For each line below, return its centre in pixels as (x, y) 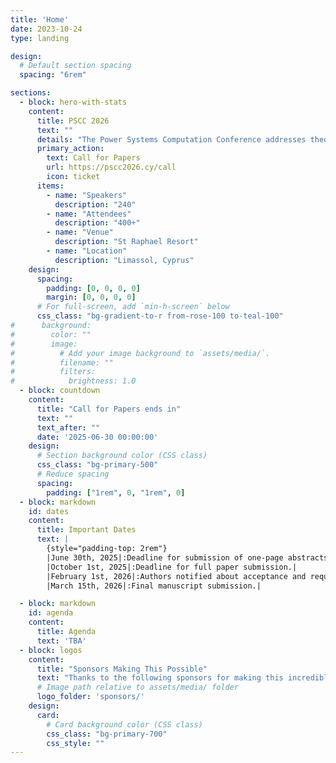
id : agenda (51, 613)
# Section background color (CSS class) (122, 456)
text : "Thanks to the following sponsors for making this (160, 678)
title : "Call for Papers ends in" (109, 409)
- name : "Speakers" (87, 195)
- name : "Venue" (80, 232)
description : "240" (95, 204)
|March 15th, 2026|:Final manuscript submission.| (154, 586)
